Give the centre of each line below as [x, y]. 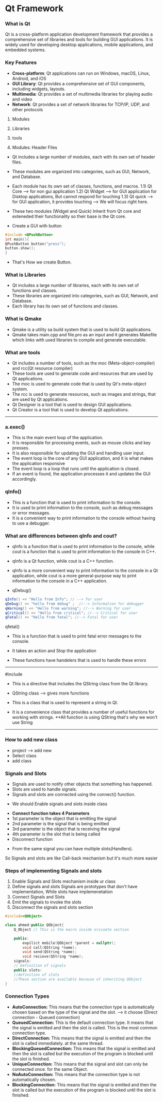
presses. [21, 448]
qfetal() [12, 627]
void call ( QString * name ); [50, 947]
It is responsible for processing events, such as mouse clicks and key [81, 443]
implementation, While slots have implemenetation [62, 892]
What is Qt [18, 24]
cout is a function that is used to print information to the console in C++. [84, 551]
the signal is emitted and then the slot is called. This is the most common [85, 1027]
